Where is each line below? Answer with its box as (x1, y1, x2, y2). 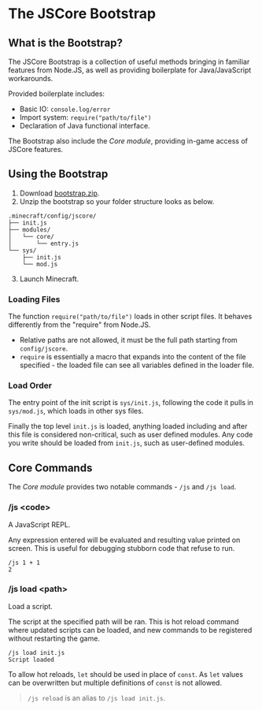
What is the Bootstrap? (8, 36, 124, 50)
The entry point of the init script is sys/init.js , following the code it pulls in (8, 398, 253, 407)
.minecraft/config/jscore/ (8, 212, 97, 220)
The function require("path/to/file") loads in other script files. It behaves (8, 312, 253, 322)
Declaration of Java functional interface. (19, 121, 151, 130)
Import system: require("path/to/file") (19, 113, 152, 122)
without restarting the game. (8, 634, 101, 643)
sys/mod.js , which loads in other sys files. (8, 407, 144, 416)
